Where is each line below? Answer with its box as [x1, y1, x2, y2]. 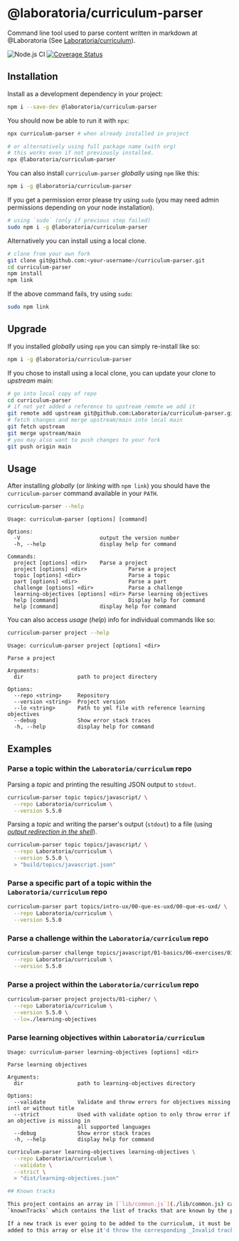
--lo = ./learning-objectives [14, 1015, 97, 1023]
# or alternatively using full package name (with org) [7, 142, 176, 150]
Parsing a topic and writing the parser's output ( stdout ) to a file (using [7, 820, 213, 829]
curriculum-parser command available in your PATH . [7, 489, 159, 498]
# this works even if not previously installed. [7, 150, 154, 157]
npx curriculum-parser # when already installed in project [7, 130, 190, 137]
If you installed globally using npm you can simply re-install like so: [7, 342, 201, 351]
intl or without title [7, 1104, 75, 1112]
